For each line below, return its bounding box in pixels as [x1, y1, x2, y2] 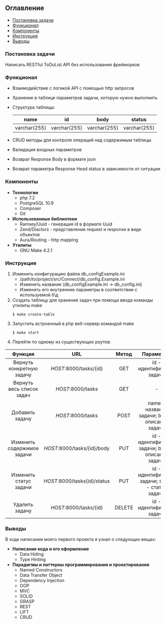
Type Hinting [19, 556, 46, 563]
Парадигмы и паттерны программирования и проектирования [12, 562, 150, 568]
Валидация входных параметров [12, 147, 82, 153]
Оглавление [5, 4, 44, 12]
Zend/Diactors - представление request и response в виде [19, 226, 142, 232]
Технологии [12, 189, 39, 195]
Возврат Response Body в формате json [12, 156, 96, 162]
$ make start [12, 330, 40, 335]
